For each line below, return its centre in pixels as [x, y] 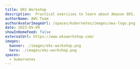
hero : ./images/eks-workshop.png [43, 50]
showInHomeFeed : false [28, 32]
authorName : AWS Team [27, 18]
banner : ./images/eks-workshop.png [45, 46]
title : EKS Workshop [26, 9]
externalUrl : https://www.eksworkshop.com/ [50, 37]
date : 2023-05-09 [23, 28]
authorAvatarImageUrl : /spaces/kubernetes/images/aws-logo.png [70, 23]
